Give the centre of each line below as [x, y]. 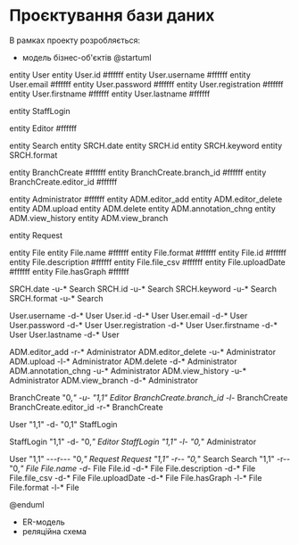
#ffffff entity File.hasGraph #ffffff [69, 271]
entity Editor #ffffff [43, 128]
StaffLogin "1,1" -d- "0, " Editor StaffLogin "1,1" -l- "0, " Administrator [133, 442]
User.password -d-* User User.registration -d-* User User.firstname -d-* [144, 325]
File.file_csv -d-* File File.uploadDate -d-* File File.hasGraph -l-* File [136, 477]
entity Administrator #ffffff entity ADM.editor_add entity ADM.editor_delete [146, 199]
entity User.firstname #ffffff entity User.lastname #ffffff [110, 94]
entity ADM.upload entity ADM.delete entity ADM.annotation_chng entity [143, 208]
